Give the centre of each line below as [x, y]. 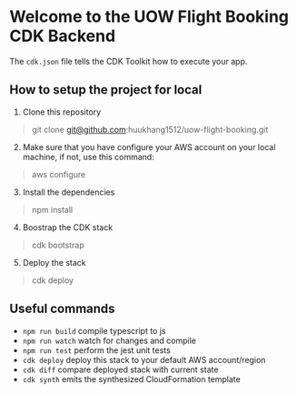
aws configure [59, 174]
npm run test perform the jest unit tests [96, 350]
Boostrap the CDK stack [68, 227]
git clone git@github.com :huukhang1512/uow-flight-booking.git [150, 129]
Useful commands [62, 309]
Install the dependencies [69, 192]
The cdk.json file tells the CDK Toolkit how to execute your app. [129, 61]
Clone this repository [62, 112]
